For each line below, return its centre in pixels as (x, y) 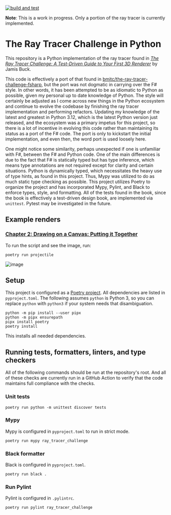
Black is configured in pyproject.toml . (46, 465)
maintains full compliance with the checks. (50, 383)
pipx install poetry (27, 322)
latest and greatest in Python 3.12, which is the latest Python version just (81, 117)
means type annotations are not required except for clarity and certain (79, 165)
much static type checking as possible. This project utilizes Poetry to (78, 182)
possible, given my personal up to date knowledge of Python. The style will (84, 95)
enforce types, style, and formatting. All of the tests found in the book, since (86, 192)
